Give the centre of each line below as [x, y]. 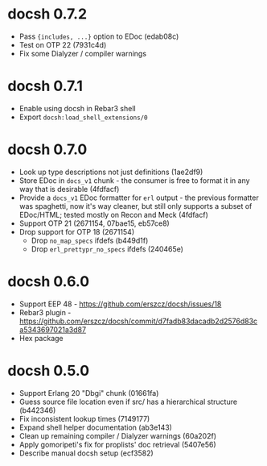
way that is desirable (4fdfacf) [69, 189]
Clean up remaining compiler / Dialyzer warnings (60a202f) [118, 435]
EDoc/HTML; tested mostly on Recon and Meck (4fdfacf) [113, 214]
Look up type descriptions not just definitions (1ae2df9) [111, 172]
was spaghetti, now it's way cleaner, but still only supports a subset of [136, 206]
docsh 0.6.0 [49, 281]
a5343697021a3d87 [52, 329]
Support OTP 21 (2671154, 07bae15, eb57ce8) [94, 223]
